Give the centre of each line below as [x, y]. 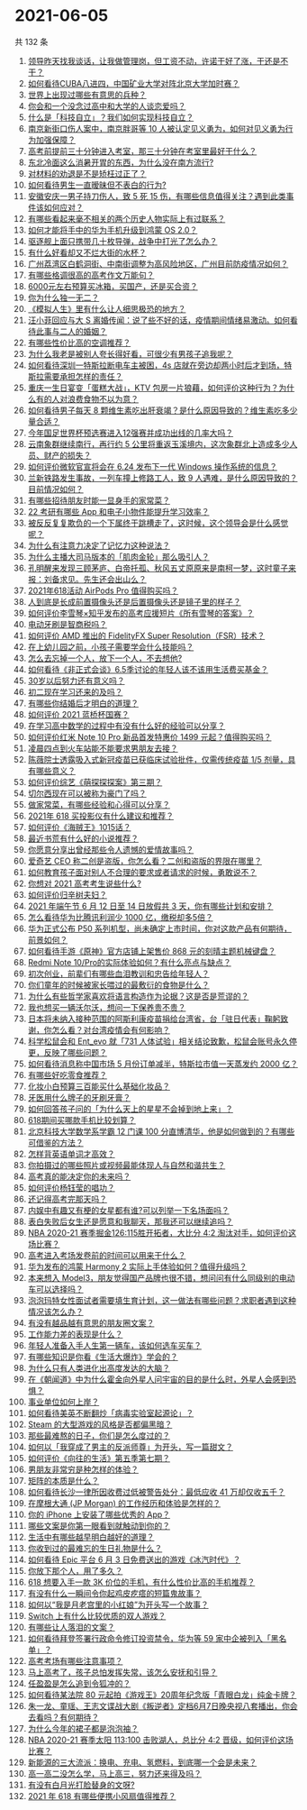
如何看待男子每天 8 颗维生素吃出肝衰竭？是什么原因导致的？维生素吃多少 [163, 410]
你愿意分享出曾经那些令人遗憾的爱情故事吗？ [111, 849]
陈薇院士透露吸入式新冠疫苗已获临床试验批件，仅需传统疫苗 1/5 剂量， [158, 759]
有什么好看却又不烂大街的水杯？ [87, 252]
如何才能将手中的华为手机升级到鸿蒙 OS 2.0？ [113, 230]
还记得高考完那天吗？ [67, 1199]
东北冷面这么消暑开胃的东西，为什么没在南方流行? [121, 162]
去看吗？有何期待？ [63, 1717]
